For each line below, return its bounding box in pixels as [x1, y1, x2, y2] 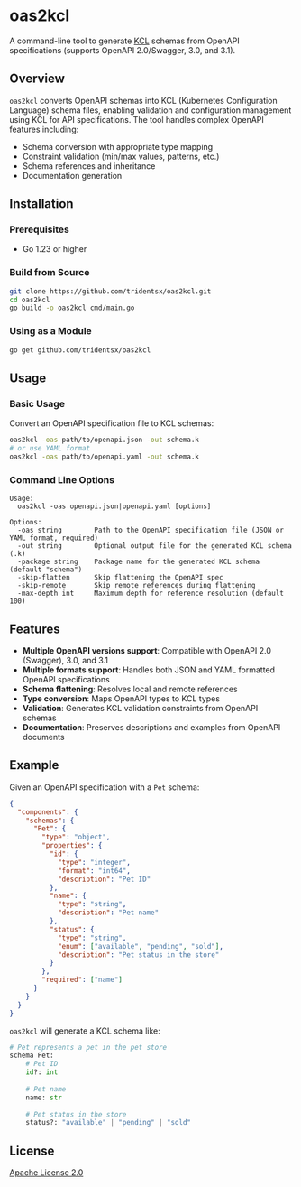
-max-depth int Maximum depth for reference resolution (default [17, 589, 284, 598]
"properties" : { [41, 841, 103, 850]
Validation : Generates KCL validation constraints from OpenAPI [22, 702, 259, 713]
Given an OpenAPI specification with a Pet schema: [9, 782, 200, 793]
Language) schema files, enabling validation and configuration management [9, 105, 292, 116]
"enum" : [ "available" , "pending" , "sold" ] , [57, 941, 223, 951]
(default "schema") [9, 565, 83, 574]
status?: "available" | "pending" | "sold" [25, 1118, 192, 1127]
